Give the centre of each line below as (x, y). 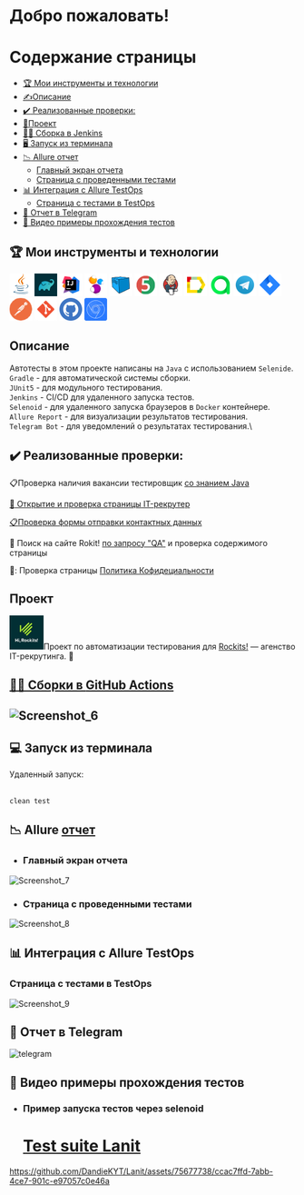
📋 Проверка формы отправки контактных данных (106, 522)
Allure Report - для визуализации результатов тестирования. (128, 416)
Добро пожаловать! (89, 16)
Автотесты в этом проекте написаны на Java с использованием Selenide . (152, 368)
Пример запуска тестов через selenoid (113, 1108)
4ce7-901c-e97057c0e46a (60, 1180)
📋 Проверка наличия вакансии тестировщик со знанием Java (129, 483)
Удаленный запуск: (47, 774)
